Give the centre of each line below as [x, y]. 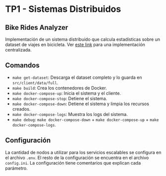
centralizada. [18, 50]
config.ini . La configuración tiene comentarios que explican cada [73, 163]
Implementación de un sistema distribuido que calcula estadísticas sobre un [83, 39]
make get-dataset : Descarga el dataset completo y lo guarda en [77, 77]
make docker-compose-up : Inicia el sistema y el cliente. [67, 93]
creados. [21, 109]
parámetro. [17, 168]
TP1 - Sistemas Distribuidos [63, 9]
